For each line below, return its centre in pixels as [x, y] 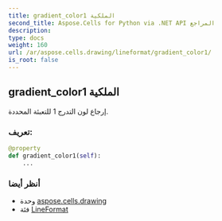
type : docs [26, 38]
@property [25, 148]
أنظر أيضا [24, 184]
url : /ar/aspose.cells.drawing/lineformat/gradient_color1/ [110, 52]
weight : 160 [28, 45]
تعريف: [21, 132]
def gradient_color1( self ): [55, 156]
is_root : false [33, 60]
